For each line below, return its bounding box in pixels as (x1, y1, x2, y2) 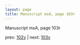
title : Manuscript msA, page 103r (5, 12, 76, 16)
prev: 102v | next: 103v (5, 34, 51, 40)
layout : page (5, 7, 32, 12)
